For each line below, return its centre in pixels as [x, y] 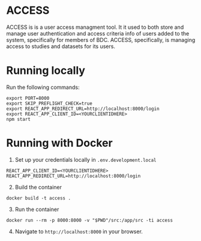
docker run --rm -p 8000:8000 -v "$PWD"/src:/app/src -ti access [89, 220]
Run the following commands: [43, 87]
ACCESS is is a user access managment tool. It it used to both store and [95, 27]
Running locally [46, 71]
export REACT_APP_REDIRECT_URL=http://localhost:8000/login [83, 109]
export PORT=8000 [28, 98]
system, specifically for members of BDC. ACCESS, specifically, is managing [101, 40]
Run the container [37, 209]
